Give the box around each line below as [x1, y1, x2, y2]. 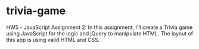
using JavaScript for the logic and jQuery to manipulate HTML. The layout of [6, 30, 194, 37]
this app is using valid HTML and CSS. [6, 36, 100, 43]
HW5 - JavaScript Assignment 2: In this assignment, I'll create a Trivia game [6, 24, 193, 31]
